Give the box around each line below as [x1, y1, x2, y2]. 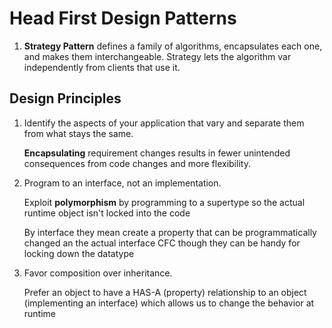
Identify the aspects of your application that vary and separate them [23, 117, 305, 129]
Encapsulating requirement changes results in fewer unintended [23, 147, 291, 159]
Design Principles [9, 90, 122, 107]
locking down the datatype [23, 247, 135, 259]
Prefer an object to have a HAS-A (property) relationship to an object [23, 286, 307, 298]
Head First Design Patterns [9, 7, 237, 30]
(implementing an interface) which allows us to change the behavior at [23, 297, 315, 309]
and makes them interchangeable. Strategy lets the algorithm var [23, 50, 292, 62]
